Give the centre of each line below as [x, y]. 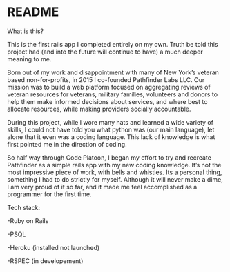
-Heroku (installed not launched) [54, 247]
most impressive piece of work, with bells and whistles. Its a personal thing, [115, 172]
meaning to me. [29, 59]
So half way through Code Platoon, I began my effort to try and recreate [109, 157]
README [33, 12]
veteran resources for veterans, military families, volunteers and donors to [113, 94]
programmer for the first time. [49, 194]
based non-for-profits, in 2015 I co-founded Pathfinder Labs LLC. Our [106, 79]
